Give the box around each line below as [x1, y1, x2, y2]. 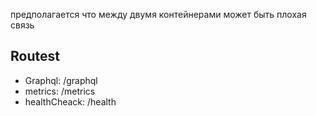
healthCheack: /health [24, 95, 117, 108]
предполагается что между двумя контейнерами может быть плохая [10, 9, 307, 20]
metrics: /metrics [24, 85, 96, 97]
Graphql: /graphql [24, 74, 98, 86]
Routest [10, 48, 60, 65]
